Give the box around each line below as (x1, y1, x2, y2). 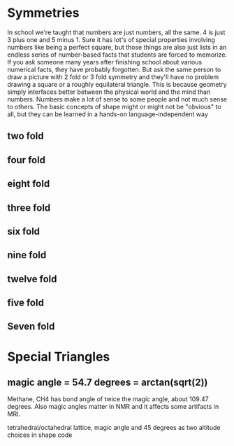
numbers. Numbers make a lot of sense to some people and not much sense (7, 95, 228, 103)
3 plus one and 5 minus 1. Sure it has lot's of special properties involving (7, 35, 215, 43)
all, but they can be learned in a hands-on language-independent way (7, 110, 208, 118)
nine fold (7, 249, 47, 261)
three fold (7, 202, 51, 214)
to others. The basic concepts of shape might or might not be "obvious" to (7, 102, 221, 111)
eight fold (7, 178, 50, 190)
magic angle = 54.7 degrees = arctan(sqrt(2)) (7, 377, 208, 389)
